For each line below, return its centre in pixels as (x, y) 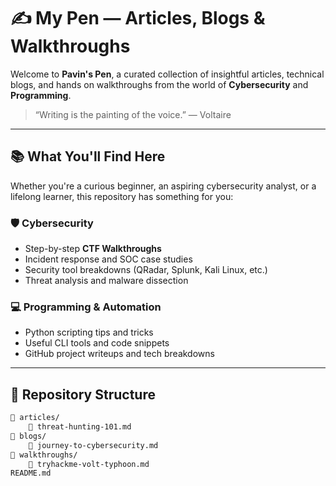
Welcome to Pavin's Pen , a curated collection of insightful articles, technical (167, 74)
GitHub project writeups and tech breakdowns (119, 354)
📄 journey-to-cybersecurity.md (93, 445)
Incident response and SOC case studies (108, 259)
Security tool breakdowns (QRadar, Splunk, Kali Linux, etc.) (146, 270)
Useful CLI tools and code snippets (97, 343)
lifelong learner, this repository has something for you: (122, 196)
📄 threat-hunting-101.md (80, 427)
